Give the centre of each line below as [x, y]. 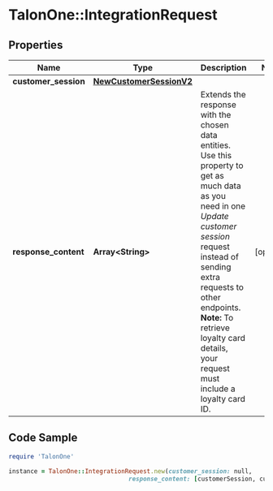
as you [213, 196]
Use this [216, 155]
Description [223, 68]
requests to [222, 287]
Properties [36, 45]
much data [221, 186]
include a [218, 389]
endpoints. [221, 308]
